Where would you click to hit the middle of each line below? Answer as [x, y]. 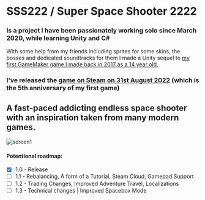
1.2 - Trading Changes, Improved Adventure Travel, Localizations [97, 183]
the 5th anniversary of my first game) [63, 88]
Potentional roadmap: [35, 156]
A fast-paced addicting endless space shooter [97, 108]
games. [21, 127]
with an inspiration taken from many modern [93, 117]
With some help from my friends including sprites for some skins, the [93, 52]
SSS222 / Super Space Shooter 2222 [102, 11]
